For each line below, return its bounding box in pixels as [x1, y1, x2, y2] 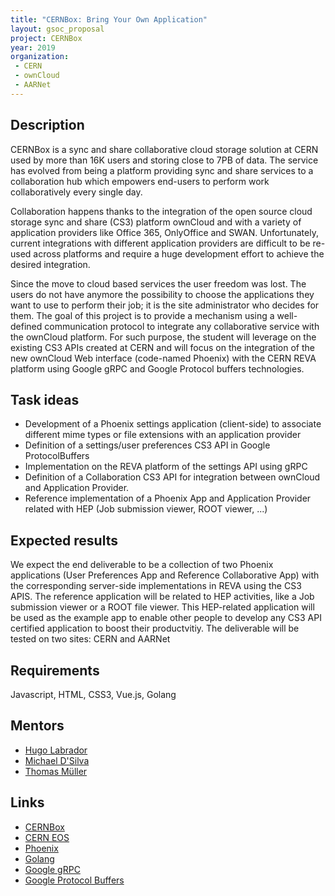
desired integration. [10, 258, 91, 270]
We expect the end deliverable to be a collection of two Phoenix [10, 559, 274, 571]
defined [10, 320, 43, 332]
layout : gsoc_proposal [10, 24, 105, 34]
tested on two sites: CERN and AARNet [10, 633, 171, 645]
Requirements [10, 662, 100, 679]
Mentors [10, 717, 65, 735]
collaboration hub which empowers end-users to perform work [10, 175, 270, 187]
